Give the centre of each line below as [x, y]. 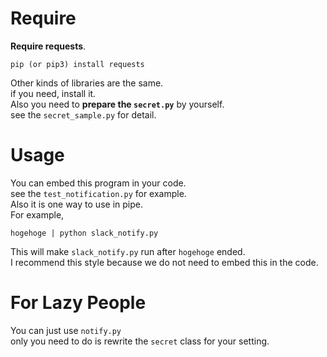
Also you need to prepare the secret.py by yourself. [117, 104]
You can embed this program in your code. [98, 183]
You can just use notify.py [66, 330]
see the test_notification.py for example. [98, 193]
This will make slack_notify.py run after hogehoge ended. [128, 251]
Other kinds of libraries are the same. [87, 83]
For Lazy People [78, 303]
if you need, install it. [53, 93]
